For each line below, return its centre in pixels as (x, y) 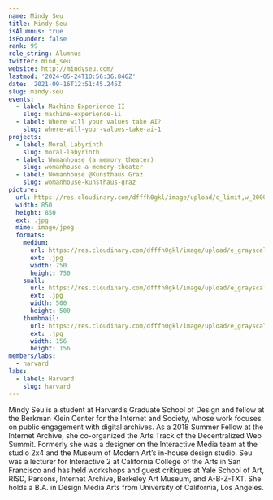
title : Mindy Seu (38, 24)
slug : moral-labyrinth (61, 152)
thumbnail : (41, 318)
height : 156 (50, 349)
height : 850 (36, 212)
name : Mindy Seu (36, 16)
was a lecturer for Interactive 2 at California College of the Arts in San (125, 461)
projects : (25, 137)
